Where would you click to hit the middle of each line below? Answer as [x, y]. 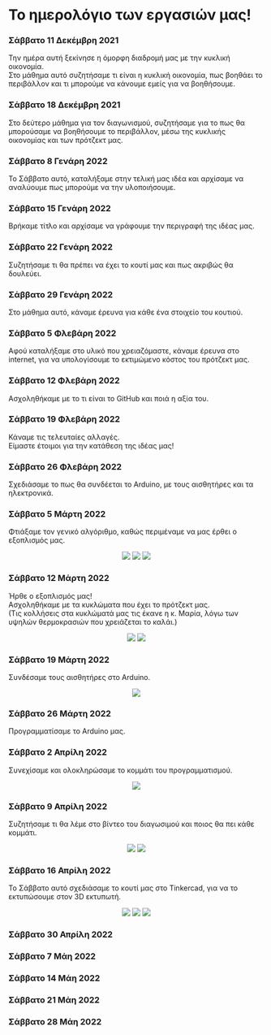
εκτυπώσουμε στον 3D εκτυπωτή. [65, 897]
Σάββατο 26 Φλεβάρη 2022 [65, 466]
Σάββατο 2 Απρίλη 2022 [58, 752]
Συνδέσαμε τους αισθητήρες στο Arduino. [80, 678]
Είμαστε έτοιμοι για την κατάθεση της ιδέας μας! [91, 445]
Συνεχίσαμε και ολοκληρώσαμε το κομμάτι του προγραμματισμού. [120, 770]
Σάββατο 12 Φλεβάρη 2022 [64, 381]
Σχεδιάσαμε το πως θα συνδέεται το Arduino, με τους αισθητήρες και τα [131, 484]
